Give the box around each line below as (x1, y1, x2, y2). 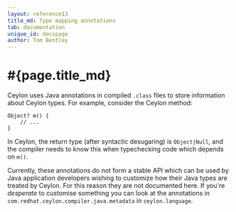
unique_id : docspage (7, 30, 69, 38)
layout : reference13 (7, 10, 69, 18)
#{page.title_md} (7, 68, 112, 84)
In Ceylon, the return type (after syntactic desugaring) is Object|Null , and (7, 137, 224, 146)
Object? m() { (7, 112, 50, 120)
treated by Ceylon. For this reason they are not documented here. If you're (7, 181, 225, 190)
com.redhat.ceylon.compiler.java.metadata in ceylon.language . (7, 196, 193, 205)
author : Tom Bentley (7, 37, 69, 44)
